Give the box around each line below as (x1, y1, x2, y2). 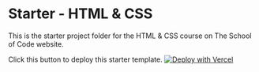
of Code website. (8, 39, 65, 48)
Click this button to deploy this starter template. (8, 55, 163, 64)
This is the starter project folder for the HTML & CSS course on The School (8, 31, 252, 40)
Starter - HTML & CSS (8, 5, 153, 23)
